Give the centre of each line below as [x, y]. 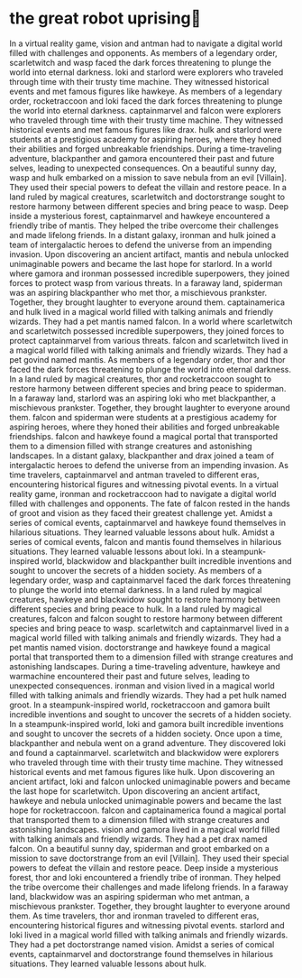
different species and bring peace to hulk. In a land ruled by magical [136, 609]
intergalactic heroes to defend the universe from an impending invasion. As [149, 465]
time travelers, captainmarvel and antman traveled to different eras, [134, 475]
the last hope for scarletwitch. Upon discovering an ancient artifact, [135, 791]
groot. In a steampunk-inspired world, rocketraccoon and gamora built [140, 705]
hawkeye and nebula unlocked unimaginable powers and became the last [146, 800]
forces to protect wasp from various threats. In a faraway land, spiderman [146, 282]
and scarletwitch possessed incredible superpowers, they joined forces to [147, 331]
